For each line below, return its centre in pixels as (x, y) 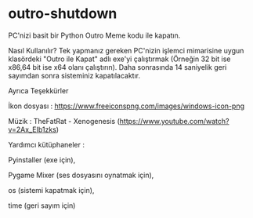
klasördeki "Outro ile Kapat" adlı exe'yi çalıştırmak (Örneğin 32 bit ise (119, 59)
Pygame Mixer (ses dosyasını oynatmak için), (81, 175)
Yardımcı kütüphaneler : (46, 144)
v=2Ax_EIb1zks (33, 129)
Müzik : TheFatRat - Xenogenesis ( (64, 121)
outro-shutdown (63, 14)
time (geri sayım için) (42, 205)
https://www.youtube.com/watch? (174, 121)
